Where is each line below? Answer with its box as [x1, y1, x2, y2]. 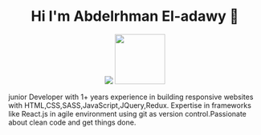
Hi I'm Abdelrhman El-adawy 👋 [31, 7, 239, 26]
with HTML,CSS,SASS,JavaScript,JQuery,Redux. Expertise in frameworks [8, 100, 251, 110]
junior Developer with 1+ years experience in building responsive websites [8, 92, 254, 101]
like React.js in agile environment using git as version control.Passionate [8, 109, 247, 118]
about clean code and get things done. [8, 117, 137, 127]
